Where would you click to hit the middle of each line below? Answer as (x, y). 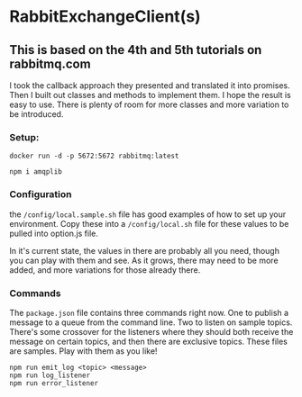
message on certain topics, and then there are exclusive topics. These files (149, 341)
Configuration (41, 194)
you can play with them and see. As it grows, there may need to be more (144, 260)
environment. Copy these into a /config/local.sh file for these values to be (149, 223)
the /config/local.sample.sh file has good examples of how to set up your (148, 214)
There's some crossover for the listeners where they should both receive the (151, 331)
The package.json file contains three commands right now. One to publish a (149, 312)
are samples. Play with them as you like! (83, 351)
